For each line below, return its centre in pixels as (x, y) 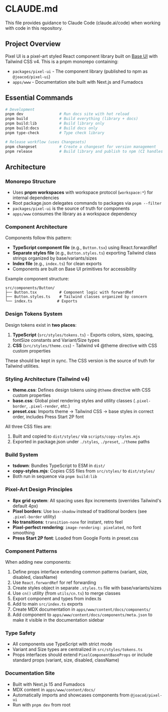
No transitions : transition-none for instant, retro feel (68, 522)
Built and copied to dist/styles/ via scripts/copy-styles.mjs (76, 436)
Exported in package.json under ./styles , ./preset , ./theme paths (81, 442)
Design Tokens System (34, 314)
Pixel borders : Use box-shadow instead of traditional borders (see (80, 511)
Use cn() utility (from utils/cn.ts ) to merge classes (66, 593)
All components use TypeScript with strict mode (62, 644)
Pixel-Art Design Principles (39, 490)
